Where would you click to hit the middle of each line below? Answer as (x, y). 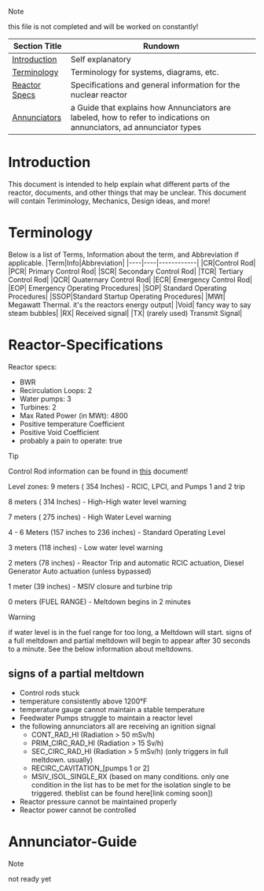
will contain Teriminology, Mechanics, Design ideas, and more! (109, 201)
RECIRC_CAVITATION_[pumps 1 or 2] (90, 768)
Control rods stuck (49, 692)
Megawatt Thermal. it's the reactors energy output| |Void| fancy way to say (130, 304)
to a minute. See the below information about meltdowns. (101, 648)
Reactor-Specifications (86, 345)
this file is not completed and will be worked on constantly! (103, 26)
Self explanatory (101, 59)
